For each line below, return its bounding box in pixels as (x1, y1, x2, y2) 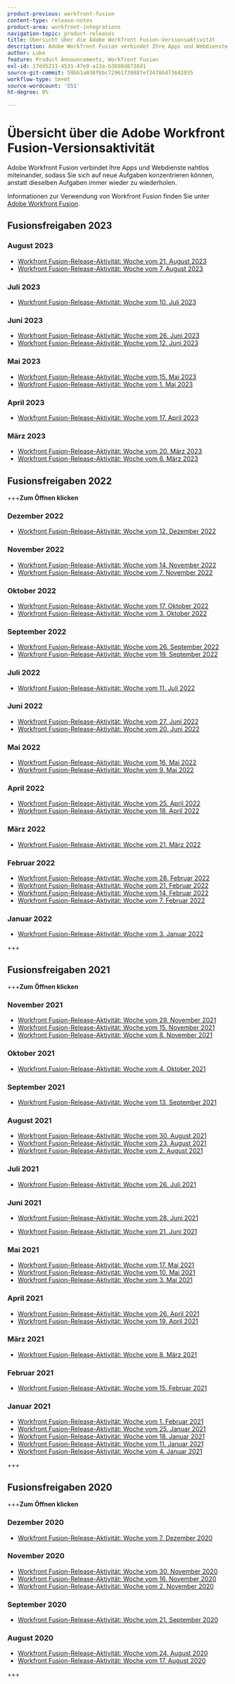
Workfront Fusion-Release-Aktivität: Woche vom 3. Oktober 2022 (17, 609, 208, 618)
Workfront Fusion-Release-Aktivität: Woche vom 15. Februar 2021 (17, 1384, 208, 1393)
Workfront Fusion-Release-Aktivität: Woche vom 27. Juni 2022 (17, 717, 199, 725)
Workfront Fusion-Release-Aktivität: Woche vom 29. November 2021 (17, 1016, 217, 1024)
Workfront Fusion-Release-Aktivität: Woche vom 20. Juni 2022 (17, 725, 200, 733)
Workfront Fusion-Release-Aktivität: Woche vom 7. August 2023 (17, 264, 203, 273)
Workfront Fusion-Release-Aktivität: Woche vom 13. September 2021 (17, 1098, 217, 1106)
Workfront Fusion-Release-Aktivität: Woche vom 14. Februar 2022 (17, 889, 209, 898)
